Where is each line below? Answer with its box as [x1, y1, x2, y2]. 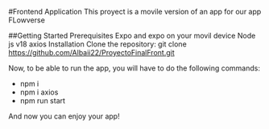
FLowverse [8, 15, 46, 25]
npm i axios [19, 87, 59, 97]
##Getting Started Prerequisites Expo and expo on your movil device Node [8, 31, 256, 40]
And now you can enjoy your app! [8, 111, 120, 121]
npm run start [19, 96, 66, 105]
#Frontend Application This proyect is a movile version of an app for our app [8, 7, 262, 16]
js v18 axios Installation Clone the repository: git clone [8, 39, 187, 49]
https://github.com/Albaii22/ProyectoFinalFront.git [8, 48, 175, 57]
